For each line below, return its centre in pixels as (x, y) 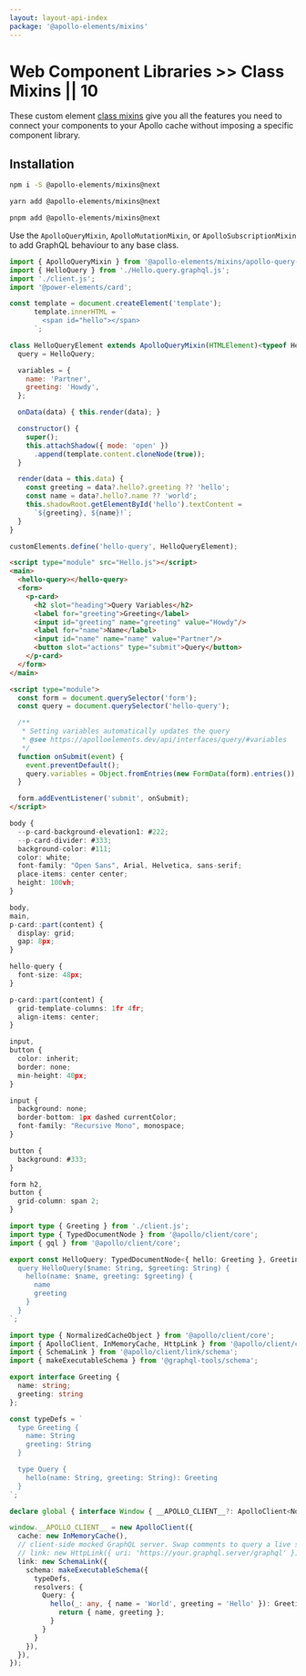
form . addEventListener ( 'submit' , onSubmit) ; (103, 798)
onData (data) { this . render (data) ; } (89, 412)
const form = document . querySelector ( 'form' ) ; (107, 698)
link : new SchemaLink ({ (62, 1561)
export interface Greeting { (65, 1377)
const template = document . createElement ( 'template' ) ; (116, 303)
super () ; (42, 437)
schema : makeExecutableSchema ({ (87, 1570)
